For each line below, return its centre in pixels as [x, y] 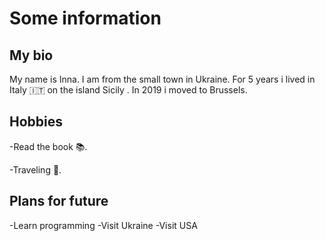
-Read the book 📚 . [48, 146]
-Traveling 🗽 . [35, 169]
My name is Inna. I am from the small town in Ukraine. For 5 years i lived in [162, 79]
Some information [85, 18]
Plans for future [59, 201]
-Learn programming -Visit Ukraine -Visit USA [103, 225]
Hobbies [36, 122]
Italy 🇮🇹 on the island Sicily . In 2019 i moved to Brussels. [128, 90]
